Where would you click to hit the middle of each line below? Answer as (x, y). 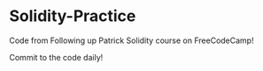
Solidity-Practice (73, 16)
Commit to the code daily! (56, 57)
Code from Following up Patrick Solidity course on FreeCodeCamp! (131, 40)
